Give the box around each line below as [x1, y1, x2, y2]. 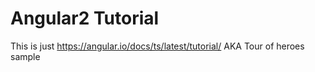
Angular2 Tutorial [10, 7, 160, 30]
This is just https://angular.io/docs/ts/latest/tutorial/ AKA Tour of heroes [10, 40, 305, 52]
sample [10, 50, 41, 62]
